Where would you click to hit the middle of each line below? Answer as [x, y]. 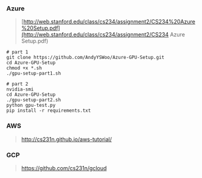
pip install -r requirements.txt [49, 111]
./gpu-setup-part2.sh [34, 100]
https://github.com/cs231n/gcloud [64, 168]
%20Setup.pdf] [40, 28]
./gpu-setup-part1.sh [34, 74]
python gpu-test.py [31, 105]
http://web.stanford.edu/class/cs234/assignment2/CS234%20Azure [110, 22]
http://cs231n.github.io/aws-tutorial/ [66, 139]
